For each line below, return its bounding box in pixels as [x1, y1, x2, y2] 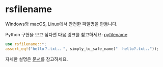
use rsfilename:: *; [5, 41, 47, 46]
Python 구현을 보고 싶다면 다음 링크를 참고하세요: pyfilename [5, 31, 128, 37]
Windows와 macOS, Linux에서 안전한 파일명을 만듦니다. [5, 21, 118, 27]
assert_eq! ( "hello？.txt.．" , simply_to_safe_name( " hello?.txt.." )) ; [5, 46, 159, 51]
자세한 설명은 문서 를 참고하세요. [5, 56, 68, 62]
